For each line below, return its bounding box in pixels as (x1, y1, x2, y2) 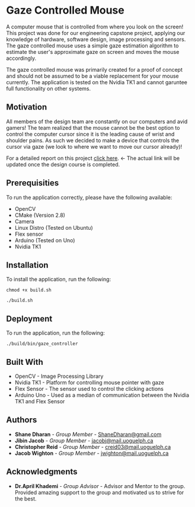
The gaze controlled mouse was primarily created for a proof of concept (6, 66, 183, 73)
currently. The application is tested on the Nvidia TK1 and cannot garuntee (6, 78, 188, 86)
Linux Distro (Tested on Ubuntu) (14, 224, 93, 231)
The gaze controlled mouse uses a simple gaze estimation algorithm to (6, 42, 179, 49)
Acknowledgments (6, 467, 78, 477)
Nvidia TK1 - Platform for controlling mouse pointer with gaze (14, 379, 164, 386)
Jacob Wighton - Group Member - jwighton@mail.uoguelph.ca (14, 450, 169, 457)
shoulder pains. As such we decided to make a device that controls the (6, 137, 180, 144)
